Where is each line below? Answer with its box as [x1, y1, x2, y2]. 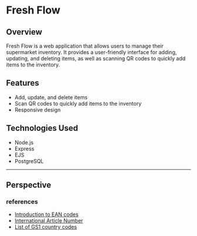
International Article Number [14, 217, 83, 224]
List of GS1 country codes [14, 224, 77, 231]
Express [14, 145, 35, 152]
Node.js [14, 139, 34, 146]
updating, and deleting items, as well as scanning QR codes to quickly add [6, 55, 186, 62]
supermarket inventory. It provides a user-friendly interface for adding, [6, 49, 177, 56]
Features [6, 78, 39, 88]
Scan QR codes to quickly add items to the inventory [14, 100, 142, 107]
